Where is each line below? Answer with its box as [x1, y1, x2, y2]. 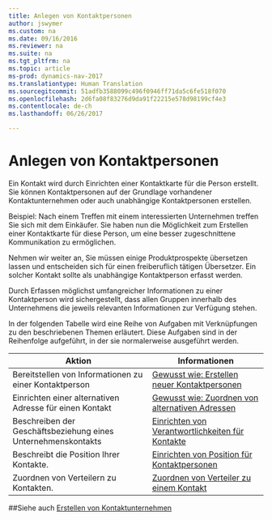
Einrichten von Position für [152, 449, 253, 460]
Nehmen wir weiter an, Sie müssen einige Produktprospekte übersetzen [8, 253, 249, 262]
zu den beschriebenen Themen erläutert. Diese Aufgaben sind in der [8, 327, 237, 337]
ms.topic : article [8, 65, 70, 73]
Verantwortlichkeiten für [152, 425, 244, 437]
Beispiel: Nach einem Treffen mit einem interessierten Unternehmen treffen [8, 211, 259, 221]
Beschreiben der [12, 415, 75, 426]
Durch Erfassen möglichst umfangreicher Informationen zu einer [8, 285, 223, 296]
